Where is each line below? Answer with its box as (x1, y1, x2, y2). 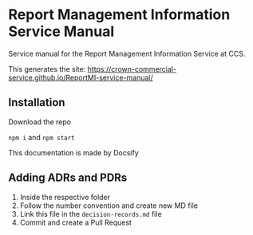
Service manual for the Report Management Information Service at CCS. (8, 49, 246, 58)
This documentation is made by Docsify (8, 147, 140, 157)
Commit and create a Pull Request (19, 217, 132, 227)
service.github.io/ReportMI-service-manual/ (8, 72, 153, 82)
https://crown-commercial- (87, 64, 177, 73)
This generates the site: (8, 64, 86, 73)
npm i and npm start (8, 132, 75, 142)
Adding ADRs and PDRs (8, 171, 128, 185)
